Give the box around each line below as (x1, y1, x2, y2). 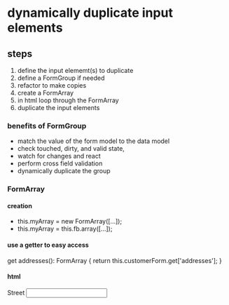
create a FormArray (17, 89, 74, 97)
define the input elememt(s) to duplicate (17, 67, 134, 74)
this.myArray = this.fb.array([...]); (17, 224, 113, 233)
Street (7, 288, 25, 297)
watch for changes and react (17, 152, 102, 161)
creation (7, 201, 33, 210)
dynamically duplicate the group (17, 167, 111, 175)
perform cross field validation (17, 159, 103, 168)
